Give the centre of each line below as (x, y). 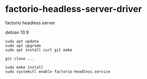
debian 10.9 (17, 32)
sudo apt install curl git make (39, 50)
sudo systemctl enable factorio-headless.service (58, 72)
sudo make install (24, 67)
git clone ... (20, 59)
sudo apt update (22, 41)
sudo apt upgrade (23, 45)
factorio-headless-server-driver (73, 9)
